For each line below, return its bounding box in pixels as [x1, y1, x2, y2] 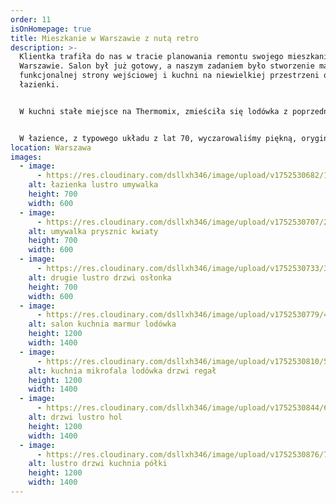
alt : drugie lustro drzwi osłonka [28, 272, 172, 283]
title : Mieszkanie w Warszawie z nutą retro [10, 33, 199, 43]
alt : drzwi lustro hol [28, 412, 123, 422]
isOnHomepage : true [10, 24, 92, 34]
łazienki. [19, 80, 60, 90]
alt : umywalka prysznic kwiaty [28, 226, 159, 236]
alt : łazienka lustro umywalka [28, 180, 159, 190]
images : [10, 152, 43, 162]
